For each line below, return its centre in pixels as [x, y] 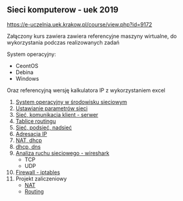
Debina [24, 72]
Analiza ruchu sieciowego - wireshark [62, 153]
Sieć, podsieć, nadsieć [44, 127]
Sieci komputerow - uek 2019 [63, 10]
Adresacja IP [31, 134]
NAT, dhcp [29, 140]
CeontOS [27, 66]
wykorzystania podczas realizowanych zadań [63, 42]
